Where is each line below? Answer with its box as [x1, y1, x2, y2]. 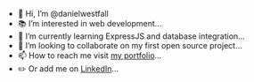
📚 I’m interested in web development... [17, 19, 162, 28]
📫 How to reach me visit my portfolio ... [17, 50, 162, 61]
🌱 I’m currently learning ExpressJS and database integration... [17, 31, 245, 41]
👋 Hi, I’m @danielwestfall [17, 9, 109, 19]
